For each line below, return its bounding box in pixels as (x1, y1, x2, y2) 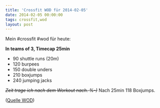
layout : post (5, 21, 33, 27)
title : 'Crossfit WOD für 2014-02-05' (5, 7, 88, 13)
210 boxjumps (12, 72, 43, 78)
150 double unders (12, 67, 52, 73)
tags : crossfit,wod (5, 17, 47, 22)
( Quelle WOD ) (5, 97, 35, 103)
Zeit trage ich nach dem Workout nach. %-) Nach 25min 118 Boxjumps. (5, 88, 155, 94)
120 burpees (12, 61, 39, 67)
